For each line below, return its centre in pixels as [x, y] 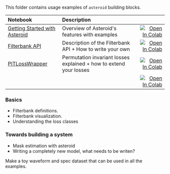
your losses [76, 70]
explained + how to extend [94, 64]
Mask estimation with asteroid [44, 146]
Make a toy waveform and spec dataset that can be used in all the [74, 161]
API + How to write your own [96, 49]
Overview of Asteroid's [89, 28]
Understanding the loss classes [45, 121]
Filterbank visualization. [37, 116]
